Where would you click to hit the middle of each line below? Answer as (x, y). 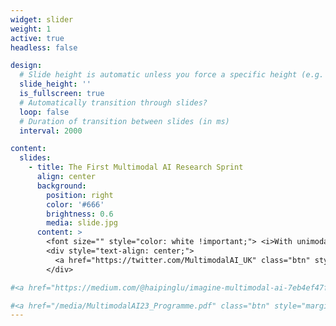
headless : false (44, 47)
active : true (37, 38)
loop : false (44, 112)
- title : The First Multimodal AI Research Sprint (136, 167)
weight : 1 (31, 29)
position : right (80, 195)
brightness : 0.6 (80, 214)
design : (26, 66)
